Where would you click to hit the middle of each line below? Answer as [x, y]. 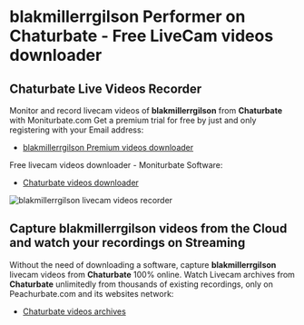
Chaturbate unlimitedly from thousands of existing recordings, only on [142, 284]
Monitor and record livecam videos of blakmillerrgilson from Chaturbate [146, 110]
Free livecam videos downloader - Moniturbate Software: [116, 165]
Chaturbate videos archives [74, 311]
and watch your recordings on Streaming [127, 243]
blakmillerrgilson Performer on [127, 17]
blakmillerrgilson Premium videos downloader [108, 148]
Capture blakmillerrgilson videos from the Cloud [148, 229]
